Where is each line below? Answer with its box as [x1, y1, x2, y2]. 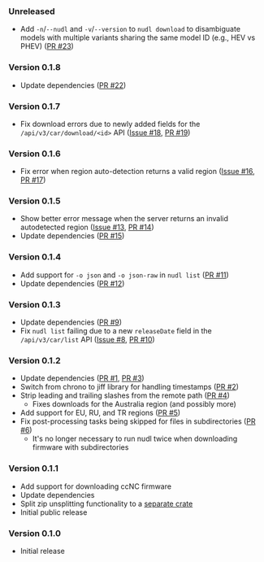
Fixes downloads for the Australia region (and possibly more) [32, 399, 237, 409]
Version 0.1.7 [8, 100, 61, 111]
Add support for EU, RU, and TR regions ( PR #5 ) [19, 408, 181, 418]
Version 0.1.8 [8, 62, 61, 73]
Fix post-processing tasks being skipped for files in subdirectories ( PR [19, 416, 256, 426]
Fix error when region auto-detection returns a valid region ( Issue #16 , [19, 167, 256, 176]
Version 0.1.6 [8, 148, 61, 159]
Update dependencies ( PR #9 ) [19, 317, 123, 327]
